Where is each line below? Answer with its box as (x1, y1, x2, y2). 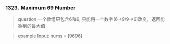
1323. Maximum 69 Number (5, 4, 76, 11)
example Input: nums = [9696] (17, 33, 83, 39)
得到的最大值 (17, 23, 45, 29)
